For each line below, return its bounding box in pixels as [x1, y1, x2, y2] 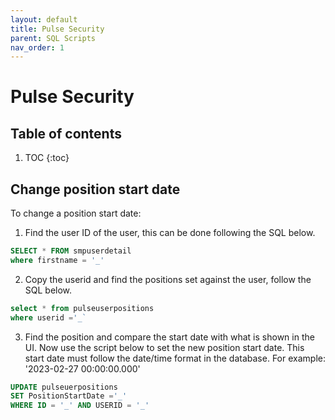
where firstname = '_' [10, 255, 105, 265]
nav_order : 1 [10, 42, 65, 53]
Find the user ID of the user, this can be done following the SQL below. [24, 227, 316, 239]
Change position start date [10, 181, 181, 198]
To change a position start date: [10, 207, 142, 220]
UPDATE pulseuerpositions [10, 382, 118, 392]
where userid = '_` [10, 312, 87, 323]
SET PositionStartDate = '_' [10, 391, 128, 401]
